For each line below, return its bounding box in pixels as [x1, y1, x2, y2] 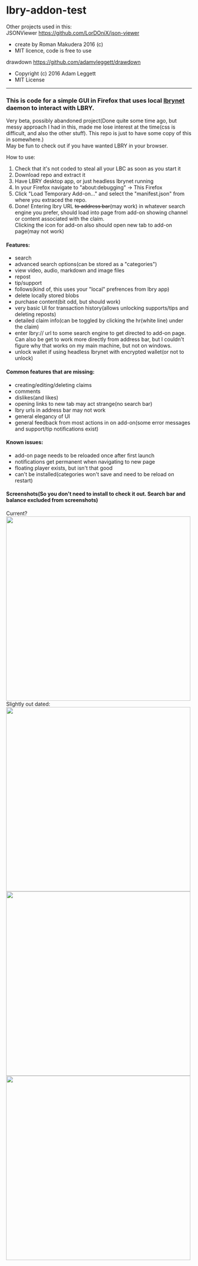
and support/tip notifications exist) [14, 425, 99, 432]
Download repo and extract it [14, 172, 85, 179]
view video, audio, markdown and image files [14, 267, 125, 274]
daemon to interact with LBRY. [6, 104, 95, 112]
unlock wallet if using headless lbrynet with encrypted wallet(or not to [14, 349, 184, 356]
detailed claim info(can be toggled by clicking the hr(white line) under [14, 317, 184, 324]
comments [14, 388, 41, 395]
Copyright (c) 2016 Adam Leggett [14, 70, 96, 77]
